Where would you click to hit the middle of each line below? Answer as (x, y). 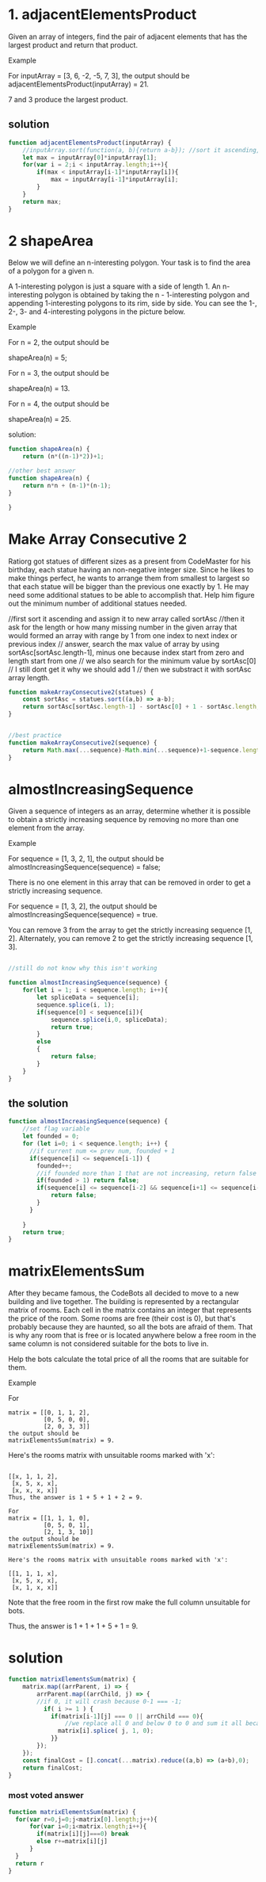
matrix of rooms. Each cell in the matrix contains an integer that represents (130, 1310)
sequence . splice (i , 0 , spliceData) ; (109, 1019)
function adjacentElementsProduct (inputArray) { (90, 143)
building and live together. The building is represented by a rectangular (124, 1302)
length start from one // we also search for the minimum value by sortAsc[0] (132, 660)
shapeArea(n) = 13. (39, 388)
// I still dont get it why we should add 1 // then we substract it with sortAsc (130, 669)
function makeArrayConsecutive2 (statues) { (81, 692)
